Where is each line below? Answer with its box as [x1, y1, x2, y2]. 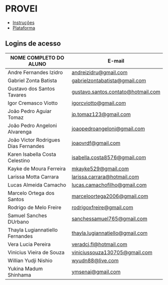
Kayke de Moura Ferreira [7, 165, 66, 172]
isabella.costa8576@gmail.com [71, 153, 146, 160]
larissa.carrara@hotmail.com [71, 173, 139, 180]
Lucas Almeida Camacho [7, 181, 66, 188]
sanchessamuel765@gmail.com [71, 215, 147, 222]
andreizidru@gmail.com [71, 68, 127, 75]
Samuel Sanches [7, 212, 47, 219]
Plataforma [12, 24, 35, 30]
